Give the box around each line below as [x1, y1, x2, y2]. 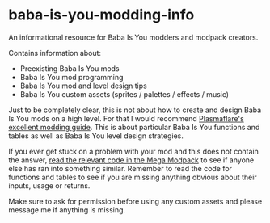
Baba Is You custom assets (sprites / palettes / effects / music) [19, 89, 229, 99]
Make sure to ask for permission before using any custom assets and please [8, 196, 263, 206]
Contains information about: [8, 48, 102, 57]
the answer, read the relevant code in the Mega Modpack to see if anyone [8, 155, 255, 165]
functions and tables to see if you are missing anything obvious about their [8, 172, 257, 182]
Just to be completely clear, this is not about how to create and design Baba [8, 105, 262, 115]
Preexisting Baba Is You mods [19, 63, 120, 74]
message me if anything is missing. [8, 204, 126, 215]
